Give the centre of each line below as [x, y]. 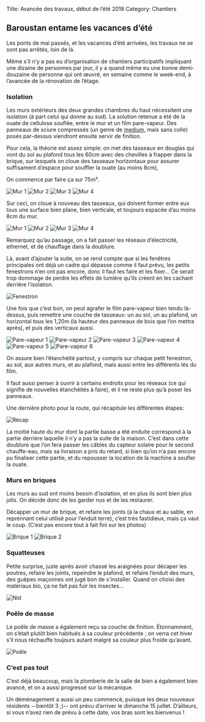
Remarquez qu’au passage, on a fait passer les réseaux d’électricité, [92, 240]
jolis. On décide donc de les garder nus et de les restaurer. [80, 500]
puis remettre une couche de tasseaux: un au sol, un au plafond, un [112, 315]
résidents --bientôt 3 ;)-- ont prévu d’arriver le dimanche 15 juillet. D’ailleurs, [102, 706]
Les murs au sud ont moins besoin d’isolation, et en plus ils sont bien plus [99, 494]
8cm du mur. [22, 217]
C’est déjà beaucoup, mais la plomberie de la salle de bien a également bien [102, 681]
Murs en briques [31, 480]
